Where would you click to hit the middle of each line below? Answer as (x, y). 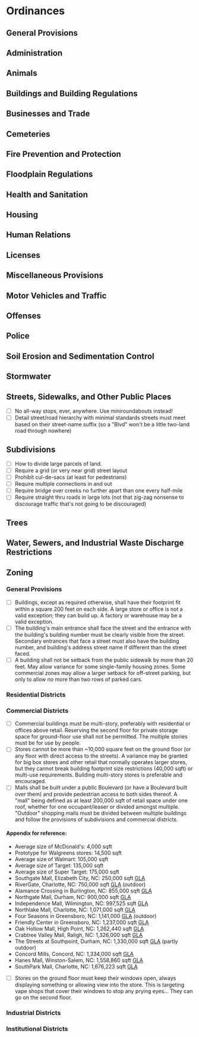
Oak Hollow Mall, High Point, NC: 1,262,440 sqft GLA (79, 928)
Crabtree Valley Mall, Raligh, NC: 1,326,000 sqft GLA (79, 935)
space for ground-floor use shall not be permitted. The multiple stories (101, 737)
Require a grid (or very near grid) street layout (71, 470)
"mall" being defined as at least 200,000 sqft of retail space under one (101, 800)
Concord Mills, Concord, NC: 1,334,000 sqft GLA (74, 954)
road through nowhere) (43, 431)
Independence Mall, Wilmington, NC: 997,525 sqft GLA (81, 903)
